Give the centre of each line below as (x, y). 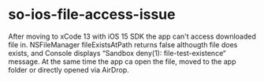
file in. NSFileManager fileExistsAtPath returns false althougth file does (123, 44)
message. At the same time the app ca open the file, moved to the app (122, 61)
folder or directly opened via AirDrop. (69, 69)
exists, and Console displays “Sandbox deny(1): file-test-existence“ (117, 53)
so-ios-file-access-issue (92, 15)
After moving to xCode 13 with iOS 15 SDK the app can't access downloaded (132, 36)
